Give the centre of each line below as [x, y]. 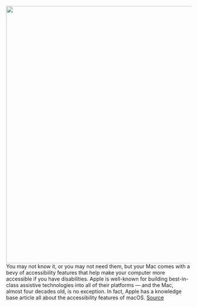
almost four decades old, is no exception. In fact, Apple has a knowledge [94, 291]
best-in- [179, 279]
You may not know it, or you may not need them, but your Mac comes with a [98, 266]
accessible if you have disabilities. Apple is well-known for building [87, 279]
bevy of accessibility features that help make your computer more [86, 273]
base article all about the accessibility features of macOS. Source [85, 298]
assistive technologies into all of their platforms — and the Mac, [97, 285]
